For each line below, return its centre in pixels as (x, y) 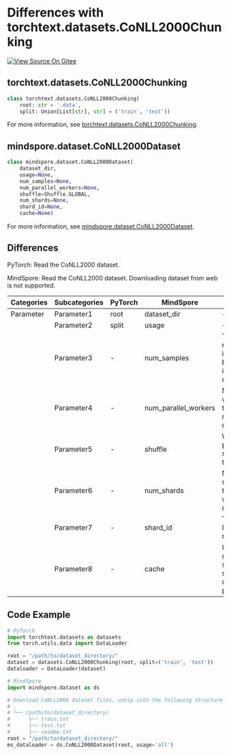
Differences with (56, 13)
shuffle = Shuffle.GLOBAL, (55, 194)
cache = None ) (36, 214)
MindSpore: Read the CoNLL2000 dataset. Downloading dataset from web (112, 278)
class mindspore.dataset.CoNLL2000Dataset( (70, 162)
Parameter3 (73, 358)
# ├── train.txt (38, 719)
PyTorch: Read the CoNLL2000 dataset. (64, 265)
